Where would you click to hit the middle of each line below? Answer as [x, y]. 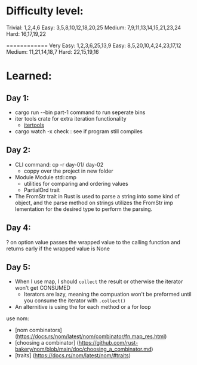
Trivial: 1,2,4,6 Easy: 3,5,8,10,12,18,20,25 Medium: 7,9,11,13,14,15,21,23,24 [94, 27]
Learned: [29, 76]
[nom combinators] [39, 330]
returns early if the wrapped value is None [58, 249]
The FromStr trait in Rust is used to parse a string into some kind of [97, 196]
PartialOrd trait [42, 190]
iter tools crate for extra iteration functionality [70, 118]
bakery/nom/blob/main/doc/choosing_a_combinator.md [83, 349]
